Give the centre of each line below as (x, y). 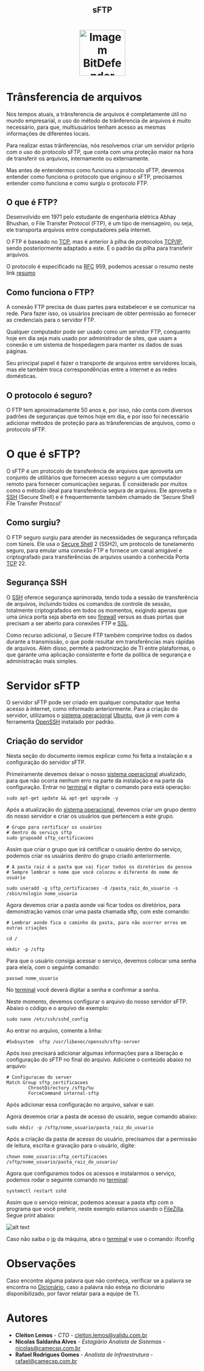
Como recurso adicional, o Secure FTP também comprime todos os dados (99, 635)
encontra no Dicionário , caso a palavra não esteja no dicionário (86, 1287)
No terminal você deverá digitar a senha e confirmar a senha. (83, 990)
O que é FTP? (32, 202)
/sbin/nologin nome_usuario (42, 894)
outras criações (27, 928)
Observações (41, 1264)
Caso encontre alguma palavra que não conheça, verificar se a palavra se (99, 1281)
